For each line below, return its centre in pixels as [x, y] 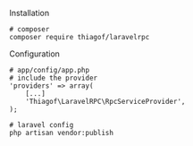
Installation [29, 13]
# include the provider [54, 78]
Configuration [35, 54]
